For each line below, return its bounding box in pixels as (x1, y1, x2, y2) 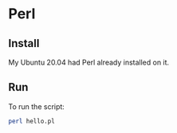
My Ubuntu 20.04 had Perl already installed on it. (8, 57, 170, 67)
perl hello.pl (8, 117, 56, 125)
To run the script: (8, 101, 65, 111)
